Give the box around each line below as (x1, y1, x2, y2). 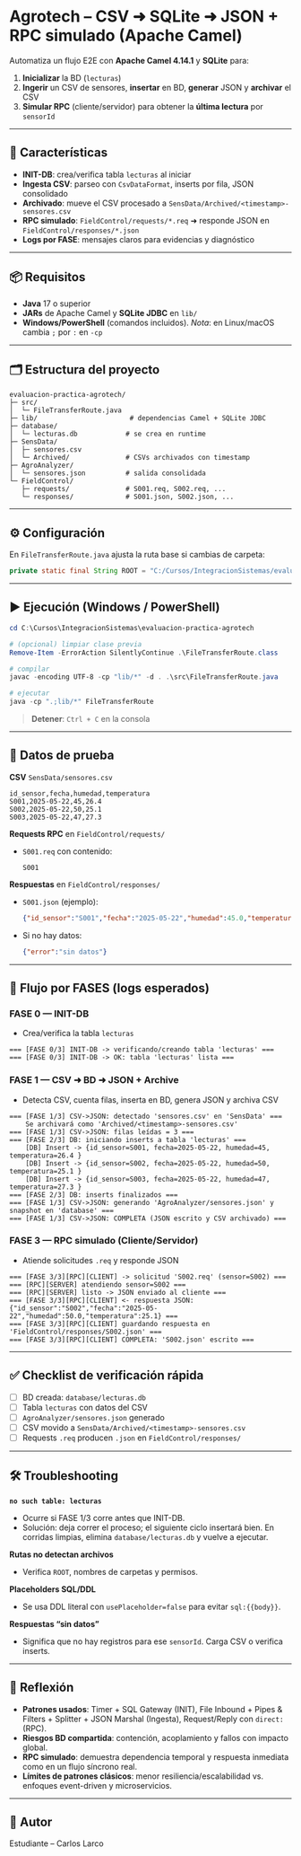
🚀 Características (9, 145, 108, 161)
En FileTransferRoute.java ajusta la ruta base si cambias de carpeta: (9, 550, 266, 560)
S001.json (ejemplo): (21, 896, 99, 907)
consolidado (21, 188, 69, 198)
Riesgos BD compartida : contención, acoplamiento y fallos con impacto (21, 1732, 289, 1743)
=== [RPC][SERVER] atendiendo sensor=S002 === (9, 1280, 186, 1289)
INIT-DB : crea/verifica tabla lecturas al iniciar (21, 169, 192, 180)
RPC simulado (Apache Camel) (9, 25, 244, 46)
